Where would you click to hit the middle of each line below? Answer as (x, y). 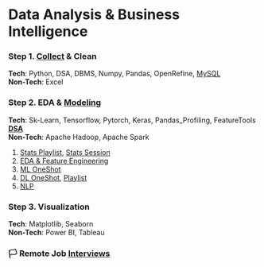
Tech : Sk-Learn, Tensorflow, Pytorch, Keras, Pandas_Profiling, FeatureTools (132, 120)
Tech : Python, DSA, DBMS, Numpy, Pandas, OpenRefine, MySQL (115, 74)
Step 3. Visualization (49, 207)
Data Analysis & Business (94, 15)
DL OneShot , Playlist (53, 177)
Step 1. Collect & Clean (52, 56)
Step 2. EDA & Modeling (55, 103)
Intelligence (48, 31)
